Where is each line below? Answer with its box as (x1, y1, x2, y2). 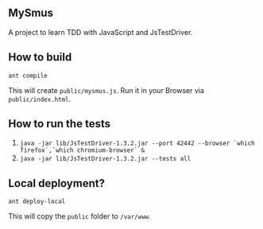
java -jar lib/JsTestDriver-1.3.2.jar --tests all (19, 155, 191, 163)
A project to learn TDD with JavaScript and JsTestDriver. (8, 27, 193, 37)
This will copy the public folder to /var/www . (8, 212, 151, 221)
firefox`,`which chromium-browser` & (19, 146, 145, 154)
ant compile (8, 72, 48, 80)
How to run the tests (8, 117, 111, 130)
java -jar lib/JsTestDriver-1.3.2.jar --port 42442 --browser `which (19, 139, 256, 148)
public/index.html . (8, 94, 72, 103)
